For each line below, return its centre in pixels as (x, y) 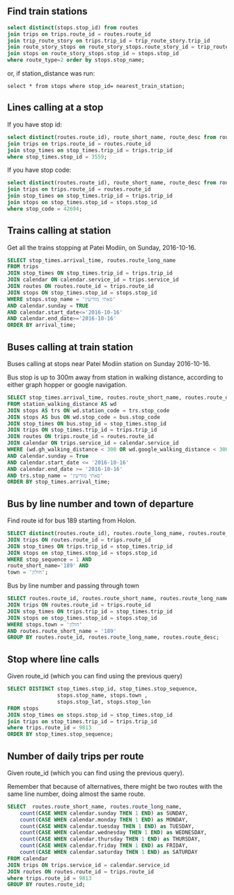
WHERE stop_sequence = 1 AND (49, 559)
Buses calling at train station (70, 347)
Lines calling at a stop (55, 108)
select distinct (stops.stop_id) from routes (73, 27)
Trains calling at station (59, 231)
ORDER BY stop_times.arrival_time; (59, 482)
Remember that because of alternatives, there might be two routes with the (115, 786)
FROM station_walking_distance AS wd (62, 404)
